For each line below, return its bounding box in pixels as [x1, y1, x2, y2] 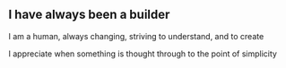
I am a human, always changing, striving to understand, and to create [8, 30, 264, 41]
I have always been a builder [8, 7, 170, 22]
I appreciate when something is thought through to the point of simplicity [8, 48, 277, 59]
